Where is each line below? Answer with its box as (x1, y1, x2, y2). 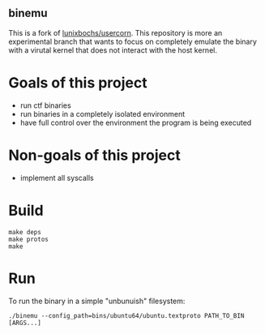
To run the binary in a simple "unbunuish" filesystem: (8, 296, 186, 306)
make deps (8, 228, 42, 236)
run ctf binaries (19, 101, 71, 110)
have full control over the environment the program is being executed (19, 118, 252, 127)
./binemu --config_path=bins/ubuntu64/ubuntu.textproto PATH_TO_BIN (8, 311, 245, 319)
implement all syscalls (19, 173, 95, 182)
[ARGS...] (8, 319, 42, 327)
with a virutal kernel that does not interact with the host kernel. (8, 45, 217, 55)
